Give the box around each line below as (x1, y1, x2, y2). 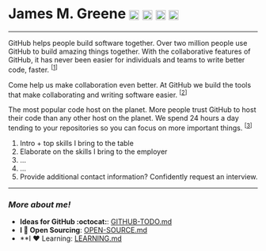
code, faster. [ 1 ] (8, 63, 58, 74)
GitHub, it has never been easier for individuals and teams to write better (8, 54, 245, 64)
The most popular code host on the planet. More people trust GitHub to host (8, 105, 256, 114)
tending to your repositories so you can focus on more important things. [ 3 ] (8, 122, 253, 133)
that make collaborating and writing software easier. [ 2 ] (8, 88, 188, 99)
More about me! (8, 199, 71, 210)
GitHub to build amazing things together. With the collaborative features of (8, 47, 251, 56)
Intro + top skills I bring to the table (19, 138, 135, 148)
